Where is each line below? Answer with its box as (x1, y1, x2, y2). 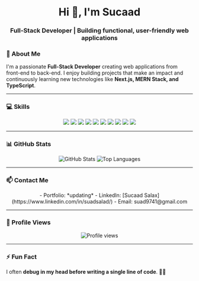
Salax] (144, 192, 160, 199)
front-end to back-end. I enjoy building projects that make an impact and (6, 69, 184, 76)
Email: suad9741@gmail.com (117, 198, 188, 205)
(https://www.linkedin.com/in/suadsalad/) (11, 198, 113, 205)
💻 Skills (6, 103, 30, 111)
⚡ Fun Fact (6, 253, 37, 261)
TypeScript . (6, 82, 36, 89)
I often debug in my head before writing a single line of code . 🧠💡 (6, 268, 166, 275)
